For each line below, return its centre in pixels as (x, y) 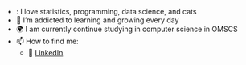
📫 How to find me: (47, 41)
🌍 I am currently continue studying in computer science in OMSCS (127, 29)
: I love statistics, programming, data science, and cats (106, 12)
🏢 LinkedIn (45, 53)
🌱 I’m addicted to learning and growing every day (97, 20)
